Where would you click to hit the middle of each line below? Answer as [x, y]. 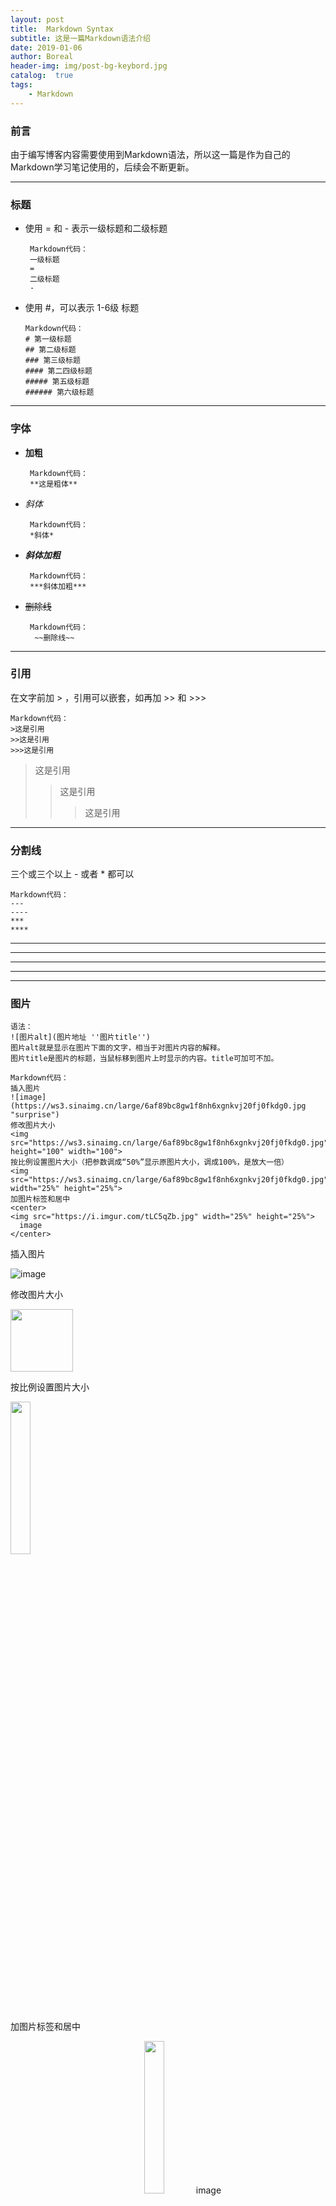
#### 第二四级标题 [58, 371]
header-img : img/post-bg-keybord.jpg [89, 66]
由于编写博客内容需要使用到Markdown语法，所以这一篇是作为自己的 [150, 154]
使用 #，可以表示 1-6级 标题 [82, 308]
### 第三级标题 [52, 361]
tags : [21, 85]
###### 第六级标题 [59, 392]
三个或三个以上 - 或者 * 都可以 [72, 874]
